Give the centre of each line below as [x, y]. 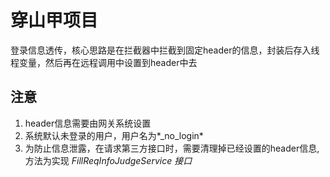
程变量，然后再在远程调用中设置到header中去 [104, 62]
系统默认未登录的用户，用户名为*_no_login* [114, 135]
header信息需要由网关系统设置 [88, 123]
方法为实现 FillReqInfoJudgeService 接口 [108, 160]
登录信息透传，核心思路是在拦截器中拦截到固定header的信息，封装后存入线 [165, 50]
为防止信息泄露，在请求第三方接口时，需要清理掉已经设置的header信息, [172, 148]
